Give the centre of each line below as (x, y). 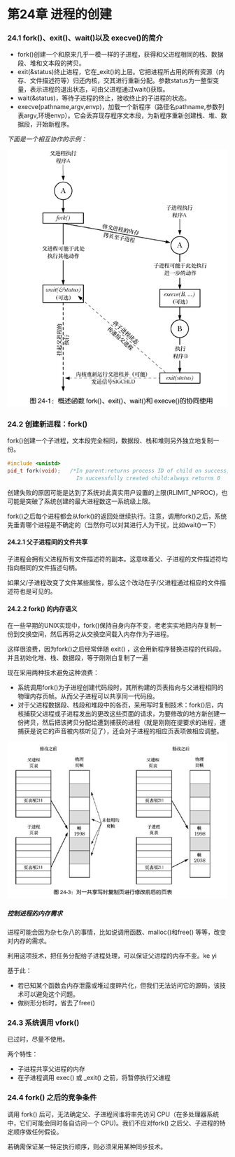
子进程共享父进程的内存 (51, 1069)
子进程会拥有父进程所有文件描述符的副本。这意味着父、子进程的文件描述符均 (117, 559)
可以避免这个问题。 (51, 994)
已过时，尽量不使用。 (38, 1040)
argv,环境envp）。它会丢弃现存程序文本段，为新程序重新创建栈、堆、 (122, 115)
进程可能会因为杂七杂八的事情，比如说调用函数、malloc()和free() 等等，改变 (117, 932)
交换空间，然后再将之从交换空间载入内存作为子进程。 (96, 634)
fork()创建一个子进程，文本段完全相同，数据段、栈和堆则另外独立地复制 (110, 440)
